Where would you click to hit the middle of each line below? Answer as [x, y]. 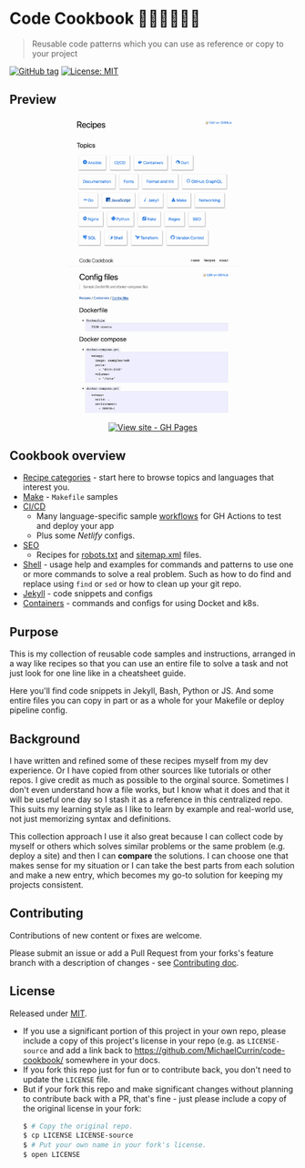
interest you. [46, 487]
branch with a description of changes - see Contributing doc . [124, 962]
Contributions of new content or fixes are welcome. [106, 935]
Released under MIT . [49, 1013]
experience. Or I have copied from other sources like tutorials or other [140, 770]
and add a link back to [91, 1050]
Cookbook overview [68, 456]
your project [55, 53]
